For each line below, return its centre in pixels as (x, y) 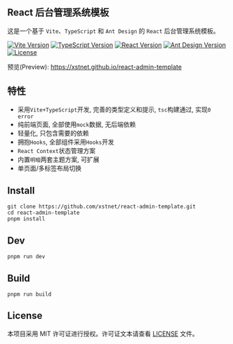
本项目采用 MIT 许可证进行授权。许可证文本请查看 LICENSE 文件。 (103, 333)
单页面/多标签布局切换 (49, 168)
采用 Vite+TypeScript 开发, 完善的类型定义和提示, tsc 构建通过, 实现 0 (114, 109)
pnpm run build (29, 295)
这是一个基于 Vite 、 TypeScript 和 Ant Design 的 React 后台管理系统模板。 (113, 31)
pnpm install (26, 219)
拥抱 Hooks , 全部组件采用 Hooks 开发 (66, 142)
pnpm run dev (26, 257)
